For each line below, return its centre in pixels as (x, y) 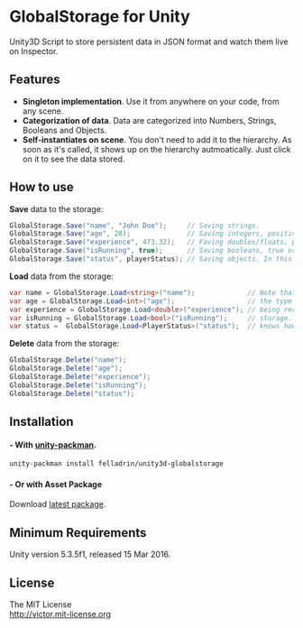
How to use (41, 187)
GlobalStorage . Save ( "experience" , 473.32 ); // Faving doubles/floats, (149, 242)
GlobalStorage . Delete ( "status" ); (72, 393)
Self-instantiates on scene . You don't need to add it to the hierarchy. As (157, 139)
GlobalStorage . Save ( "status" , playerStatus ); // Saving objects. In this (151, 259)
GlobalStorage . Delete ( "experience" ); (80, 377)
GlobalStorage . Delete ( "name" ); (68, 360)
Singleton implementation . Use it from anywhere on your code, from (151, 101)
